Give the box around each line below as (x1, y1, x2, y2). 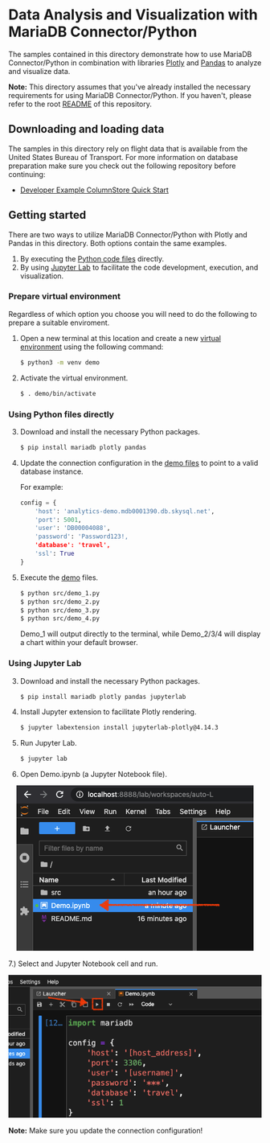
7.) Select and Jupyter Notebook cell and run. (8, 959, 158, 968)
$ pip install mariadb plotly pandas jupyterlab (19, 693, 186, 701)
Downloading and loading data (8, 122, 165, 136)
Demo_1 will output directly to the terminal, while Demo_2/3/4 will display (19, 629, 261, 639)
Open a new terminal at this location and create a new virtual (19, 333, 221, 343)
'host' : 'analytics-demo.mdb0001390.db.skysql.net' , (35, 507, 215, 516)
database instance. (19, 467, 84, 476)
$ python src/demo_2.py (19, 598, 100, 606)
